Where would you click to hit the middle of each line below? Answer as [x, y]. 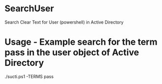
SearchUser [29, 9]
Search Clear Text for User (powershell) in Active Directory [64, 22]
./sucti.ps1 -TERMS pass [29, 76]
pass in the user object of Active [72, 53]
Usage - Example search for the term [81, 42]
